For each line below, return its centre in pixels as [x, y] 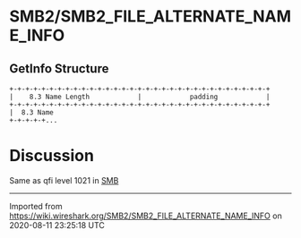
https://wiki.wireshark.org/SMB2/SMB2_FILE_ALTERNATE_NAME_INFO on [146, 216]
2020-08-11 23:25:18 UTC [57, 225]
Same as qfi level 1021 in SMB [64, 180]
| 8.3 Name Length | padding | [140, 97]
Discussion [52, 156]
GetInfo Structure [59, 68]
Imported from [36, 206]
